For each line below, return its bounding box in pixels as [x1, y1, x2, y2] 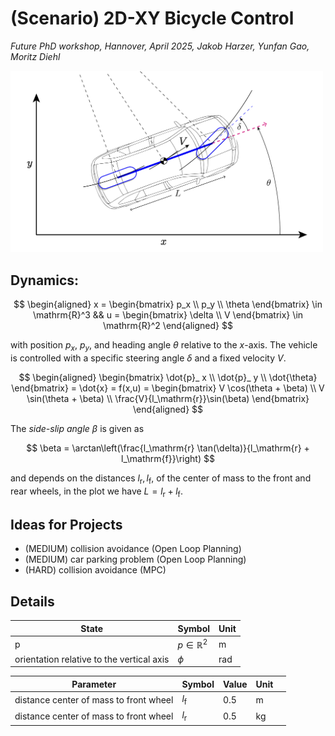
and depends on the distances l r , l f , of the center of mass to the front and [10, 472, 312, 486]
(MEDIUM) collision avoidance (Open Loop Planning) [24, 543, 242, 555]
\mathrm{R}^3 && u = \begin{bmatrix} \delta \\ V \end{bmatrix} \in [32, 309, 304, 321]
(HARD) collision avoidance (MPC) [24, 564, 167, 576]
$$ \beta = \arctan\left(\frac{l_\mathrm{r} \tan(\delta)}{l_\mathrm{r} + [26, 442, 310, 454]
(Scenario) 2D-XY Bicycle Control [10, 7, 295, 30]
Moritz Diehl [10, 50, 61, 62]
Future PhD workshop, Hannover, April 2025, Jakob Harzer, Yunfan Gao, [10, 40, 310, 52]
